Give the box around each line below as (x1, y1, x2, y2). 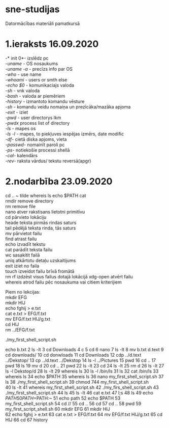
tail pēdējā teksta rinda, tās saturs (5, 225, 76, 231)
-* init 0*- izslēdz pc (5, 55, 49, 61)
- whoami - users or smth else (5, 76, 67, 82)
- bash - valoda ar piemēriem (5, 93, 65, 99)
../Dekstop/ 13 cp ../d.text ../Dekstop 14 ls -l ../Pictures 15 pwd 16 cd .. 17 (5, 357, 156, 363)
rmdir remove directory (5, 197, 54, 204)
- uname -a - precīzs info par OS (5, 66, 73, 72)
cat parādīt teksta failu (5, 246, 53, 252)
